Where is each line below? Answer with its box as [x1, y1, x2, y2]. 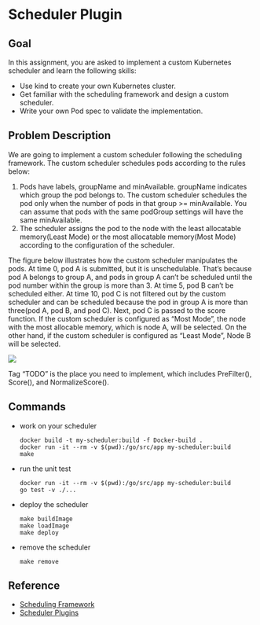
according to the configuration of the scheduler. [19, 240, 175, 249]
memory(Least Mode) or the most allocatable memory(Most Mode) [19, 232, 236, 241]
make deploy [19, 528, 59, 536]
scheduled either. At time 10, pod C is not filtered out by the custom [8, 289, 226, 298]
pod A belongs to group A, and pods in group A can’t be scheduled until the [8, 272, 253, 281]
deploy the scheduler [19, 499, 89, 509]
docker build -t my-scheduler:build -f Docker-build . [19, 436, 203, 444]
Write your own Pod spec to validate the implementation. [19, 106, 203, 116]
